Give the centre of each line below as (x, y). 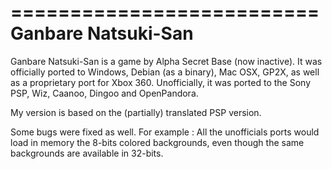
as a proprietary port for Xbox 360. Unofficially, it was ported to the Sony (161, 82)
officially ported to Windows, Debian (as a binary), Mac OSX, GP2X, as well (165, 72)
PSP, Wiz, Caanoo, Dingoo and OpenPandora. (104, 93)
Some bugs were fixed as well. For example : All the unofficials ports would (165, 132)
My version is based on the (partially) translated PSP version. (136, 112)
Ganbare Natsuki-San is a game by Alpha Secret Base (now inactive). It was (166, 61)
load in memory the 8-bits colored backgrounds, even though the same (157, 142)
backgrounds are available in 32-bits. (87, 153)
